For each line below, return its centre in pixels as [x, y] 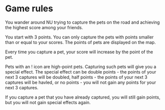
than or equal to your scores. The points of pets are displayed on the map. [81, 42]
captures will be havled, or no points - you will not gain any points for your [81, 82]
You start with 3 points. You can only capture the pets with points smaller [80, 37]
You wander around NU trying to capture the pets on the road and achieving [82, 22]
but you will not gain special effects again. [48, 102]
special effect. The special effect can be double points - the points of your [81, 72]
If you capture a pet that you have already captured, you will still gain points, [83, 97]
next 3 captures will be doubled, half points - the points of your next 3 [76, 77]
